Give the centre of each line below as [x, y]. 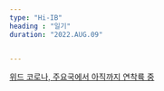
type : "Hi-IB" [36, 18]
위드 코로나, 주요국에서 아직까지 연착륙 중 [82, 77]
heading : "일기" [40, 26]
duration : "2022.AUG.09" [56, 34]
